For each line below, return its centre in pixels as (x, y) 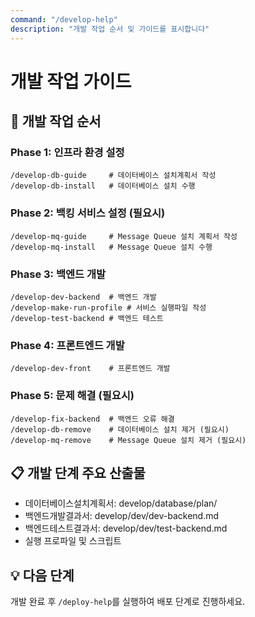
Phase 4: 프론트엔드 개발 (67, 345)
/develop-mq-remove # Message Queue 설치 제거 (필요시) (128, 440)
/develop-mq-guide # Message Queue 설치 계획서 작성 (124, 236)
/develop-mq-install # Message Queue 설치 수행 (111, 247)
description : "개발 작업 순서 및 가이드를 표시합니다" (110, 29)
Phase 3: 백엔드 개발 (58, 274)
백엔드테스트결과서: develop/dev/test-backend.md (126, 528)
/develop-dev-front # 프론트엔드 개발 (90, 369)
